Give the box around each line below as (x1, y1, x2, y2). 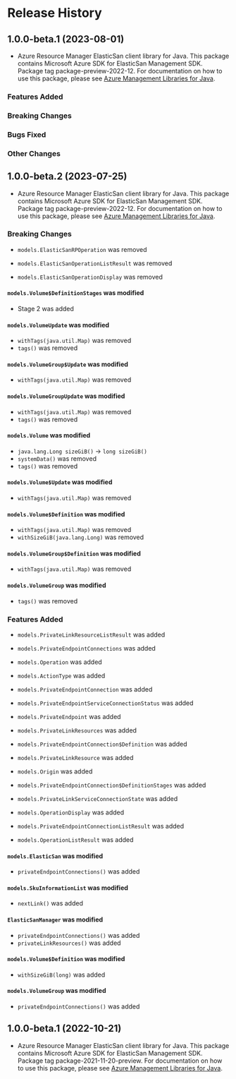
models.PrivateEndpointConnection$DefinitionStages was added (17, 780, 206, 789)
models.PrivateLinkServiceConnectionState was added (17, 794, 178, 802)
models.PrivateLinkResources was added (17, 725, 137, 735)
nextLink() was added (17, 899, 83, 908)
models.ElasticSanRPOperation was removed (17, 245, 147, 253)
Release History (7, 5, 102, 21)
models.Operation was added (17, 658, 102, 666)
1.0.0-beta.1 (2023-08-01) (7, 33, 125, 45)
